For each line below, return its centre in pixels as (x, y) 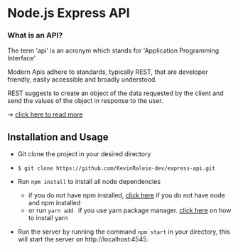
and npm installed (54, 203)
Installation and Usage (58, 137)
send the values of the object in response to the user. (85, 101)
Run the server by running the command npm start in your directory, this (124, 232)
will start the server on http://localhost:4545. (83, 239)
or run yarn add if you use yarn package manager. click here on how (130, 210)
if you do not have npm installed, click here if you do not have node (126, 195)
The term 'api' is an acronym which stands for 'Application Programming (113, 50)
